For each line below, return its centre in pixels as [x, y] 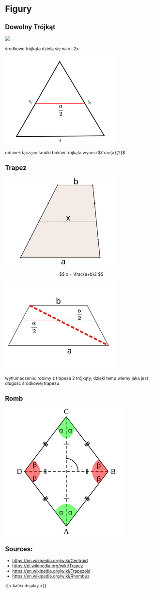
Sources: [19, 549]
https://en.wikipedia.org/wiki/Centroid [50, 561]
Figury [18, 9]
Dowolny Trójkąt [30, 27]
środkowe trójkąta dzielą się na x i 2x [42, 49]
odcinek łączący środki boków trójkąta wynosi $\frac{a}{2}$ [65, 153]
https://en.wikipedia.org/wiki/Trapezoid [51, 571]
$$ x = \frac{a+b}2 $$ [81, 274]
